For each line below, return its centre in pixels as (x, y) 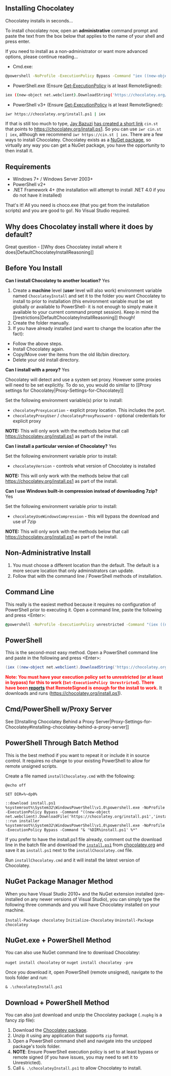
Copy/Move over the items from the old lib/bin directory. (72, 354)
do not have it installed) (37, 195)
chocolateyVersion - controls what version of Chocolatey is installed (84, 466)
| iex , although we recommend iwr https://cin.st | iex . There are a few (84, 134)
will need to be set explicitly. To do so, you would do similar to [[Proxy (78, 385)
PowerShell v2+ (29, 184)
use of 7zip (24, 521)
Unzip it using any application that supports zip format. (70, 1036)
